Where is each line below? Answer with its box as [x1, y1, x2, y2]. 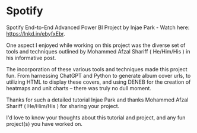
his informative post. [6, 54, 56, 61]
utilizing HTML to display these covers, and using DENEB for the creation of [6, 78, 191, 85]
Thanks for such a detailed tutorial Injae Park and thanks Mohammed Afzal [6, 96, 189, 103]
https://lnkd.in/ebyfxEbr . [6, 30, 65, 37]
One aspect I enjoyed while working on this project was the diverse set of [6, 42, 186, 49]
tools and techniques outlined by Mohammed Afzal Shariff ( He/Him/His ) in [6, 47, 190, 55]
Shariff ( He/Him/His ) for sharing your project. [6, 102, 120, 109]
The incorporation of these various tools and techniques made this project [6, 65, 188, 72]
